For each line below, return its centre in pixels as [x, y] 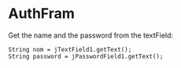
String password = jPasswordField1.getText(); [86, 56]
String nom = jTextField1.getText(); [70, 49]
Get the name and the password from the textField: [91, 35]
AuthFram [41, 14]
